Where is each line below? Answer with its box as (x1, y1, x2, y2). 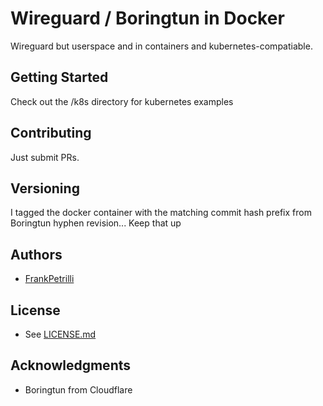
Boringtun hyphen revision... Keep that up (10, 217, 182, 229)
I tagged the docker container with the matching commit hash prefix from (10, 207, 312, 219)
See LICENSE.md (24, 328, 97, 340)
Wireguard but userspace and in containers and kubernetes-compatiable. (10, 40, 313, 52)
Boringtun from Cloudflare (24, 383, 133, 396)
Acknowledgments (10, 357, 132, 374)
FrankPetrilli (24, 273, 75, 285)
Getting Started (10, 69, 109, 86)
